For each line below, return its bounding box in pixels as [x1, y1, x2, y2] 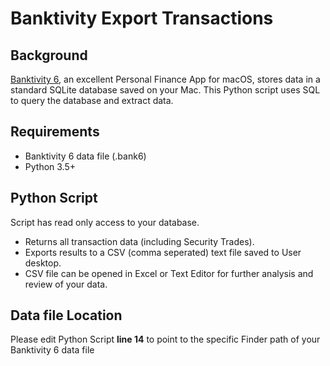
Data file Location [10, 307, 123, 324]
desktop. [24, 257, 62, 269]
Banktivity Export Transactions [10, 7, 274, 30]
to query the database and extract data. [10, 95, 174, 106]
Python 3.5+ [24, 160, 77, 172]
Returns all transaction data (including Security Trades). [24, 235, 255, 247]
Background [10, 47, 88, 64]
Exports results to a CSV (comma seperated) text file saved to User [24, 246, 302, 258]
